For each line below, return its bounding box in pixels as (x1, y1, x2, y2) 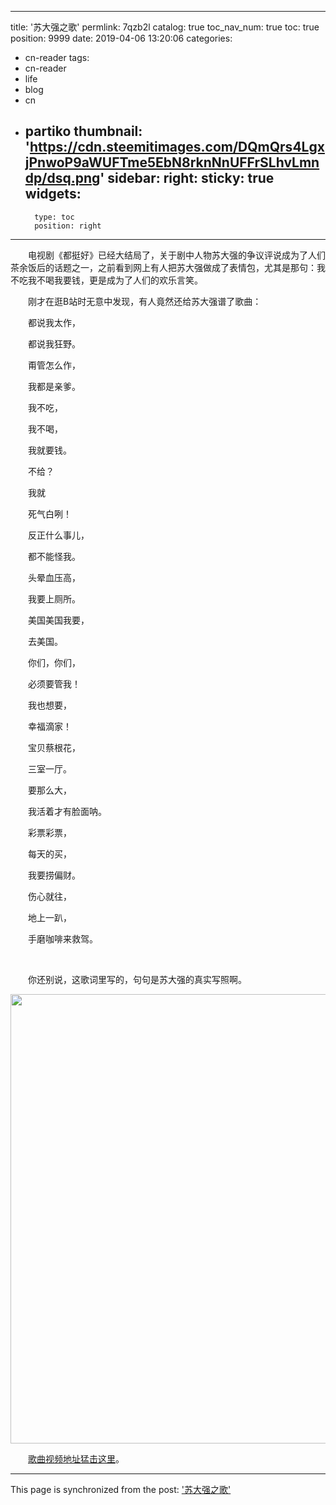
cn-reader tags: (24, 52, 90, 63)
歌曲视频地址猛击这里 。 (28, 1452, 125, 1465)
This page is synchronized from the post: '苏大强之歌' (10, 1483, 232, 1495)
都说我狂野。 (27, 337, 81, 350)
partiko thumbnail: (24, 123, 143, 140)
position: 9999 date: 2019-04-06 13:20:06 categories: (10, 32, 233, 44)
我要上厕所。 (27, 592, 81, 605)
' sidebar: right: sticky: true (99, 170, 275, 187)
